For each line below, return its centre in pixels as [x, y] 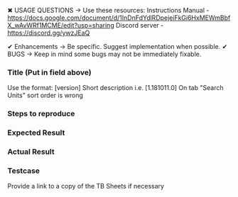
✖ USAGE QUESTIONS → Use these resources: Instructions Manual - [108, 10]
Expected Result [36, 133]
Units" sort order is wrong [45, 96]
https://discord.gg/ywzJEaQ [49, 33]
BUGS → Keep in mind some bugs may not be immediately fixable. [104, 54]
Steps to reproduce [41, 114]
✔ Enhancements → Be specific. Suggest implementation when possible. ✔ [118, 46]
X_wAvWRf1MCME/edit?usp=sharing [61, 25]
